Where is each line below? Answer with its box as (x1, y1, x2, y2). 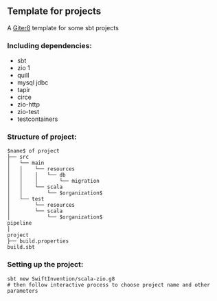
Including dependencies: (7, 41, 93, 50)
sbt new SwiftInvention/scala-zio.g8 (7, 275, 115, 282)
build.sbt (7, 244, 36, 251)
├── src (7, 154, 30, 161)
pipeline (7, 220, 32, 227)
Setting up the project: (7, 260, 84, 269)
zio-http (16, 100, 40, 109)
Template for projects (7, 5, 102, 17)
